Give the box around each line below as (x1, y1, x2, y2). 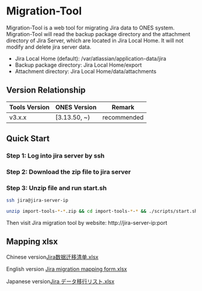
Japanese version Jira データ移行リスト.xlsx (6, 278, 115, 285)
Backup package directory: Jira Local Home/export (14, 61, 142, 69)
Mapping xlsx (6, 236, 58, 247)
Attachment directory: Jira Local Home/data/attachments (14, 67, 157, 75)
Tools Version (9, 103, 50, 111)
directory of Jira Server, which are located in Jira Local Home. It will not (6, 37, 184, 44)
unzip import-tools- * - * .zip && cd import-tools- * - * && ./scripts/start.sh (6, 209, 198, 215)
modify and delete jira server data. (6, 43, 91, 51)
